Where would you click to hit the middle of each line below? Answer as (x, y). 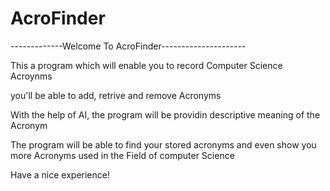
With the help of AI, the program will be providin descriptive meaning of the (165, 114)
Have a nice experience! (60, 174)
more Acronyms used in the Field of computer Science (122, 155)
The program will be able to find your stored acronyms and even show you (163, 144)
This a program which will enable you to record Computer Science (146, 65)
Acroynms (31, 76)
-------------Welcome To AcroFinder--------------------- (128, 46)
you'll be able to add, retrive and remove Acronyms (116, 95)
